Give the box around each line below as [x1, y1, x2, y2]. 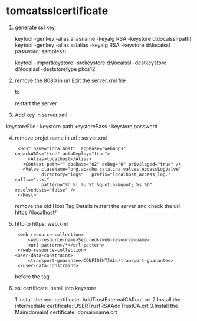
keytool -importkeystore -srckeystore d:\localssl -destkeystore [14, 59, 167, 66]
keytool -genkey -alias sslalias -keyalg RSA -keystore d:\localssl [14, 41, 170, 48]
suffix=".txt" [14, 176, 50, 183]
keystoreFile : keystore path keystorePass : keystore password [6, 122, 158, 129]
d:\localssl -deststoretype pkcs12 [14, 65, 96, 72]
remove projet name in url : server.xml [14, 134, 107, 141]
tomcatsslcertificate [6, 4, 109, 18]
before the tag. [14, 273, 51, 280]
